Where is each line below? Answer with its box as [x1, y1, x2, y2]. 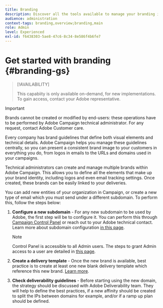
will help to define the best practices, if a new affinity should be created [12, 288, 156, 293]
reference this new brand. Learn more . [12, 268, 89, 274]
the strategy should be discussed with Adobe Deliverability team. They [12, 282, 154, 289]
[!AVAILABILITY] [16, 81, 49, 87]
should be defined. [12, 298, 50, 304]
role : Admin [5, 25, 29, 30]
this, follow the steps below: [5, 199, 61, 205]
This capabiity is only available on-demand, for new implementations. [16, 91, 156, 97]
